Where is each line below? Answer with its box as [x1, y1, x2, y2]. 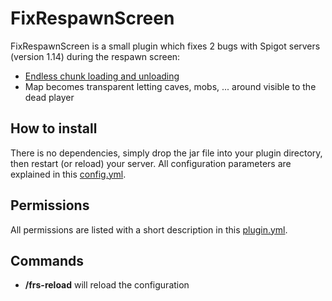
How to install [10, 120, 98, 137]
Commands [10, 252, 85, 269]
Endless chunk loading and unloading [24, 70, 180, 82]
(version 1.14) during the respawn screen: [10, 50, 181, 62]
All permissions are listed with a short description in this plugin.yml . [10, 223, 288, 236]
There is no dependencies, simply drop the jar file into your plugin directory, [10, 147, 323, 159]
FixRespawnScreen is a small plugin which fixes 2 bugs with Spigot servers [10, 40, 321, 52]
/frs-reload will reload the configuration [24, 279, 190, 291]
